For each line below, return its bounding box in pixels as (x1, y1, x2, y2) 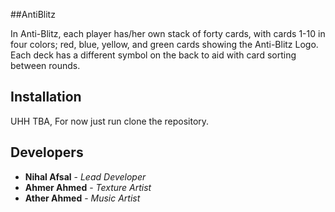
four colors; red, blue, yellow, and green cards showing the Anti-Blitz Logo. (10, 39, 319, 50)
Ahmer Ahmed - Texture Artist (24, 181, 152, 193)
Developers (10, 144, 84, 161)
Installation (10, 89, 82, 106)
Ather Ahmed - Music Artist (24, 192, 141, 204)
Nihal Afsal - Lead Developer (24, 170, 147, 183)
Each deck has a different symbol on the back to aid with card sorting (10, 49, 297, 61)
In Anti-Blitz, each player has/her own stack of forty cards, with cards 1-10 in (10, 28, 326, 39)
